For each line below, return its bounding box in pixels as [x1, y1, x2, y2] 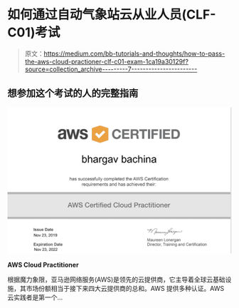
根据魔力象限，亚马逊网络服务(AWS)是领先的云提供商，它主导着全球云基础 [7, 275, 225, 284]
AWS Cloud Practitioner [7, 261, 80, 269]
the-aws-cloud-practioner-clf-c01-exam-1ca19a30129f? [24, 57, 188, 66]
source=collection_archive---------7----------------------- [24, 65, 198, 73]
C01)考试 [7, 24, 60, 41]
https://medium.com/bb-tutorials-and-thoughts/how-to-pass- [43, 49, 225, 58]
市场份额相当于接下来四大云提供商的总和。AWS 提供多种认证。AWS [26, 284, 225, 293]
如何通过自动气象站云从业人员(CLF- [7, 6, 216, 23]
